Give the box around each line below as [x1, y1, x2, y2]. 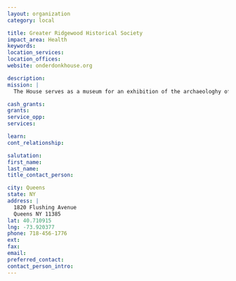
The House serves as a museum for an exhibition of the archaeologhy [13, 88, 221, 95]
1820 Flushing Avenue [13, 204, 77, 211]
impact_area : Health [7, 36, 68, 43]
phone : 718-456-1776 [7, 230, 68, 237]
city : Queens [7, 184, 46, 192]
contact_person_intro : [7, 263, 74, 270]
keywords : [7, 43, 37, 50]
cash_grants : [7, 100, 46, 107]
